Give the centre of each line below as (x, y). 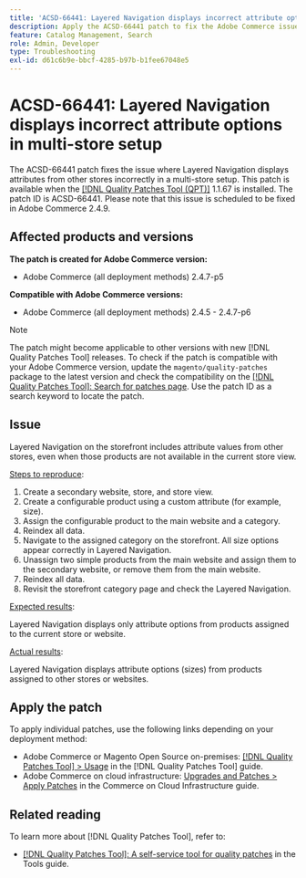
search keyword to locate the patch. (77, 396)
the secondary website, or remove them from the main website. (142, 569)
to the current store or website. (67, 633)
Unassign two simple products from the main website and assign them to (159, 559)
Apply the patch (56, 707)
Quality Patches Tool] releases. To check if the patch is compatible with (143, 357)
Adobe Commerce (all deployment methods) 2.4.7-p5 (123, 277)
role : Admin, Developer (55, 43)
